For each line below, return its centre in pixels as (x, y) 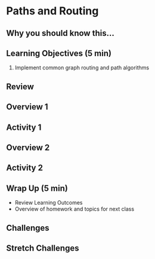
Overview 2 (28, 147)
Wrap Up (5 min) (37, 188)
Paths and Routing (52, 11)
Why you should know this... (60, 33)
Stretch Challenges (43, 248)
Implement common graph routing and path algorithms (82, 68)
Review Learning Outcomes (49, 203)
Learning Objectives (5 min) (59, 53)
